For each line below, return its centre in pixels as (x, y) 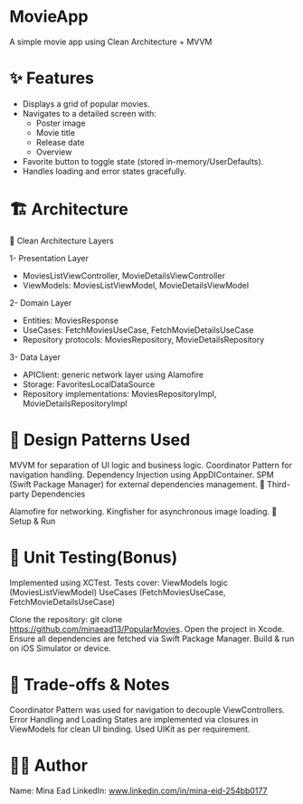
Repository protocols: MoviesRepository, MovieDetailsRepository (143, 339)
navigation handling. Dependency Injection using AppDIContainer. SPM (142, 474)
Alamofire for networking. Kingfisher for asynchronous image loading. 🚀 (143, 511)
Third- (279, 484)
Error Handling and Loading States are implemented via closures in (134, 719)
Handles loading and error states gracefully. (104, 171)
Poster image (61, 123)
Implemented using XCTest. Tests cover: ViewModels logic (119, 582)
